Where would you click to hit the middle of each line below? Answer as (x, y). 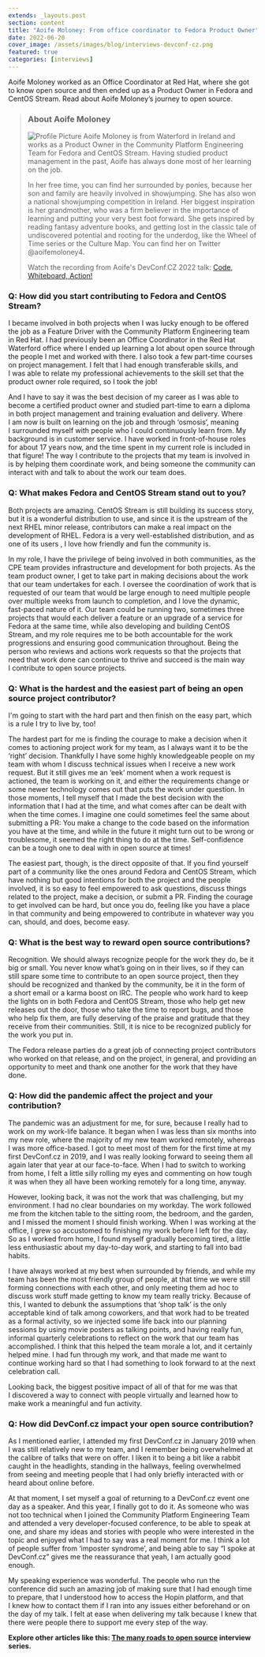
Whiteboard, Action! (60, 276)
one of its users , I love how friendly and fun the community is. (110, 543)
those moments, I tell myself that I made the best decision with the (116, 798)
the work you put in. (41, 1035)
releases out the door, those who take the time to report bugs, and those (126, 1010)
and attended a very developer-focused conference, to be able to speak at (129, 1523)
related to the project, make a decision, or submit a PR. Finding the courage (131, 897)
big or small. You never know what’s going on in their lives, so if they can (126, 968)
